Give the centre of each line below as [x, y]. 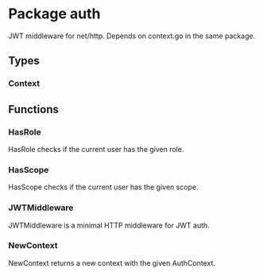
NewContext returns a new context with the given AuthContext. [112, 262]
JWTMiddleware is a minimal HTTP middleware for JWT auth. [109, 225]
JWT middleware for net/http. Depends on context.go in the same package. [132, 36]
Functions [34, 109]
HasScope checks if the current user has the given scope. [103, 187]
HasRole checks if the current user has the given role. [96, 149]
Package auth [54, 14]
